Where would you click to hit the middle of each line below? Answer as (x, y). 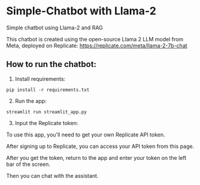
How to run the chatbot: (51, 64)
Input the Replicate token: (46, 123)
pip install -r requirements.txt (48, 90)
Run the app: (31, 101)
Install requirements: (40, 78)
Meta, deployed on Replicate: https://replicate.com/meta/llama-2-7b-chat (97, 46)
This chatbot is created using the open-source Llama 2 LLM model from (95, 39)
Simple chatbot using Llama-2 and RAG (54, 28)
